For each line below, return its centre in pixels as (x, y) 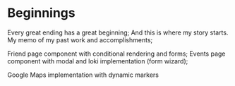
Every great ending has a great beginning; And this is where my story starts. (118, 32)
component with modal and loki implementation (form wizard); (98, 61)
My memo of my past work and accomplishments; (80, 39)
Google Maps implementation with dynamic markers (83, 75)
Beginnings (41, 13)
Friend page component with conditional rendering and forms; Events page (116, 54)
